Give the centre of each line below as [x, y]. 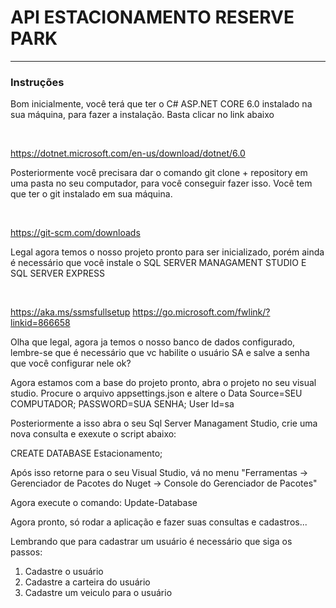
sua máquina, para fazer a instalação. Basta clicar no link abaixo [142, 115]
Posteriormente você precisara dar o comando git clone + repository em [159, 173]
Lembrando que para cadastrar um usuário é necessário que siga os [151, 542]
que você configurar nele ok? [71, 363]
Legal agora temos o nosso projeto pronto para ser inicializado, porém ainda [167, 252]
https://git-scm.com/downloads [75, 233]
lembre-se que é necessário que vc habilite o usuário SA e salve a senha [160, 353]
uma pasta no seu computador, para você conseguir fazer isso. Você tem [161, 183]
